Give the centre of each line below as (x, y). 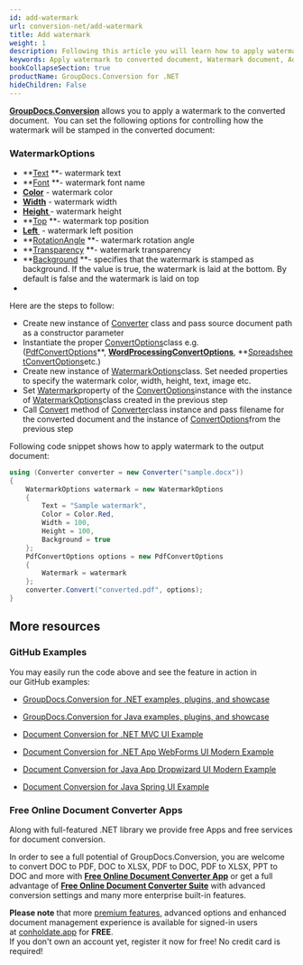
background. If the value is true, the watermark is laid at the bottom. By (154, 268)
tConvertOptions (53, 361)
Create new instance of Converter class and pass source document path (157, 323)
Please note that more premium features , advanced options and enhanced (148, 913)
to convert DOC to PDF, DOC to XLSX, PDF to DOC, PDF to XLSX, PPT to (143, 866)
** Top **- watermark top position (86, 220)
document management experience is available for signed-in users (134, 922)
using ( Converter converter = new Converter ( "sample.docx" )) (127, 472)
